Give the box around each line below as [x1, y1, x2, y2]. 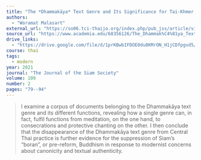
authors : [6, 14, 28, 20]
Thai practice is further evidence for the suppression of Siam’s [20, 134, 175, 141]
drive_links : [6, 36, 39, 42]
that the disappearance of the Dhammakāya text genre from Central [20, 128, 188, 135]
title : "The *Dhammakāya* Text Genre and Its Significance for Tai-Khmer [6, 8, 194, 15]
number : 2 [6, 81, 31, 87]
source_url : [6, 31, 36, 37]
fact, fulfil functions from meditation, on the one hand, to [20, 115, 161, 122]
